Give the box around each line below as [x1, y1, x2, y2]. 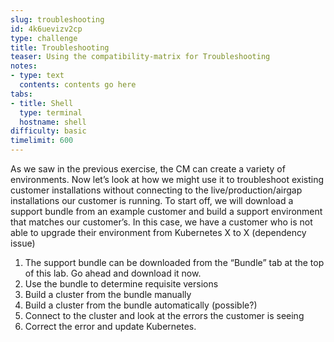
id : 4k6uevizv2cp [10, 24, 83, 34]
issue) [10, 237, 36, 249]
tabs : [10, 89, 33, 99]
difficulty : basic [10, 126, 87, 136]
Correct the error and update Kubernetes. [24, 321, 197, 332]
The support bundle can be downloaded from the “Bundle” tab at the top [24, 257, 325, 268]
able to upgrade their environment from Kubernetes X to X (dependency [10, 227, 307, 238]
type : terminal [19, 107, 83, 118]
